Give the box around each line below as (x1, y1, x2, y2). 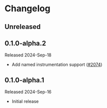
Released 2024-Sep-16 (4, 89, 52, 95)
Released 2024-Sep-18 (4, 52, 52, 58)
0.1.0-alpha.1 (4, 76, 45, 84)
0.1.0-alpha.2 (4, 39, 46, 47)
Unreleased (4, 23, 41, 31)
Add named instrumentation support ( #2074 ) (11, 62, 103, 68)
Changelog (4, 3, 51, 14)
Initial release (11, 99, 39, 105)
